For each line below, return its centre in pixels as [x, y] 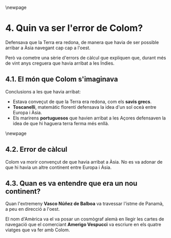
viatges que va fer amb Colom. [38, 230]
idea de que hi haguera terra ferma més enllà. [61, 123]
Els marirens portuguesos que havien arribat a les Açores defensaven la [89, 118]
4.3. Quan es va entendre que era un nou [71, 183]
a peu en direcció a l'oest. [33, 209]
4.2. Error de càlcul [36, 150]
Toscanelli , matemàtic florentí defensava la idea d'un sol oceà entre [84, 107]
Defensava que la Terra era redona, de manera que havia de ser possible [82, 42]
